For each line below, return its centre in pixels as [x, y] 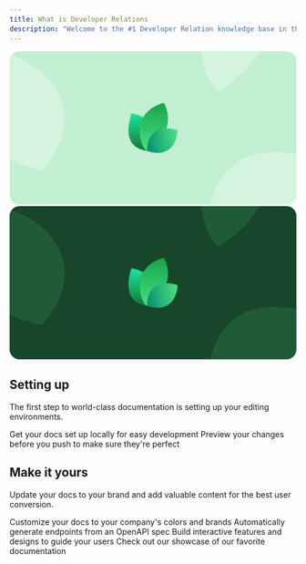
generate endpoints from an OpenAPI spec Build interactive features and [146, 531]
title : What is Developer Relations [79, 19]
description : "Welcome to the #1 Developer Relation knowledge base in [148, 29]
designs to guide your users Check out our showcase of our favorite [138, 541]
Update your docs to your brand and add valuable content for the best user [150, 494]
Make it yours [49, 472]
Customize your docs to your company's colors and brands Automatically [147, 522]
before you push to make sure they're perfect [95, 444]
